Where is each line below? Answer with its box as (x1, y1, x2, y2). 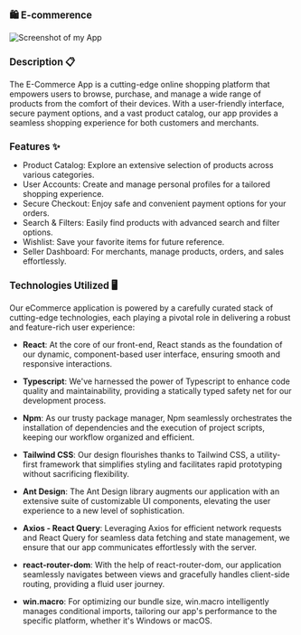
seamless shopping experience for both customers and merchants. (9, 117, 259, 128)
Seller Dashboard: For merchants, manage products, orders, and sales (22, 246, 285, 257)
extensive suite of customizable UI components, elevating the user (22, 496, 271, 507)
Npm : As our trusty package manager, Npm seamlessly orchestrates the (22, 413, 292, 424)
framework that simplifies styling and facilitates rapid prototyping (39, 459, 283, 470)
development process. (22, 396, 107, 406)
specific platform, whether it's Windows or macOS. (22, 615, 212, 626)
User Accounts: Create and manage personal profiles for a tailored (22, 179, 271, 190)
